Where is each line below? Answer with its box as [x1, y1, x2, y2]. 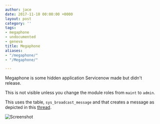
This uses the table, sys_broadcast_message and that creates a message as [5, 99, 155, 105]
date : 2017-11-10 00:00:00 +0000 [5, 12, 73, 17]
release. [5, 80, 21, 86]
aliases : [5, 48, 23, 53]
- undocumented [5, 35, 36, 40]
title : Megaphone [5, 44, 40, 49]
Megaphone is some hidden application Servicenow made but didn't [5, 75, 142, 81]
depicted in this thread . [5, 104, 52, 110]
